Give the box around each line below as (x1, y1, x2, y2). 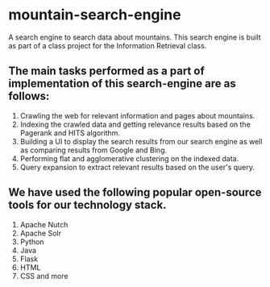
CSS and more (19, 271, 69, 281)
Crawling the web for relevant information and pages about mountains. (19, 110, 255, 120)
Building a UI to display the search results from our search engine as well (19, 136, 263, 146)
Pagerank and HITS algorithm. (19, 127, 121, 138)
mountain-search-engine (8, 6, 181, 24)
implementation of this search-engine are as (8, 77, 236, 90)
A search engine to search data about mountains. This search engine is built (8, 32, 261, 42)
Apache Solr (19, 228, 62, 238)
